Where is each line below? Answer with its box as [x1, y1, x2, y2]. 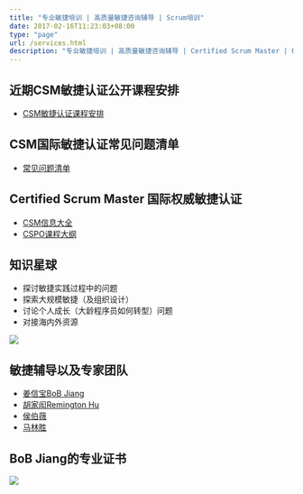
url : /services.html [9, 38, 87, 48]
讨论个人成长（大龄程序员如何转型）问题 [22, 306, 173, 316]
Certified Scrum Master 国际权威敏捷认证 [9, 191, 243, 207]
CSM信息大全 [22, 217, 73, 228]
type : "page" [9, 30, 59, 39]
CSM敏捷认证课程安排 [22, 107, 105, 118]
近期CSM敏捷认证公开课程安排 [9, 82, 179, 97]
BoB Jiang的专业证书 [9, 451, 127, 466]
